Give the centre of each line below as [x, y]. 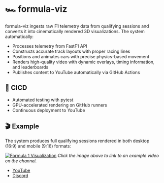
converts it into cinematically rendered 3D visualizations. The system [75, 31]
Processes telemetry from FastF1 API [49, 46]
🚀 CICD [16, 88]
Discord [20, 176]
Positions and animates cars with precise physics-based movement [81, 56]
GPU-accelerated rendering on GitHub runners [60, 105]
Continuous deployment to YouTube [49, 110]
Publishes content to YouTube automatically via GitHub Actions [76, 72]
